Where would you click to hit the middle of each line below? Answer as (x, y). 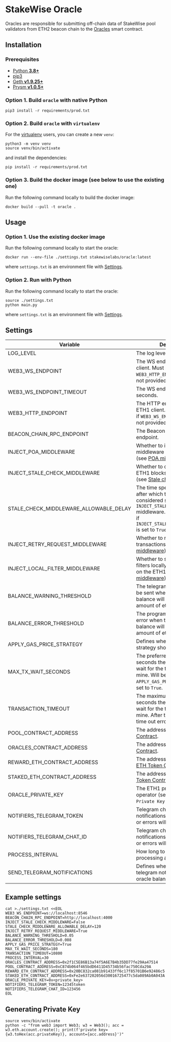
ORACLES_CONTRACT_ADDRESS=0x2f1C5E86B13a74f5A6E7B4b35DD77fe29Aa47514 (82, 962)
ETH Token (149, 766)
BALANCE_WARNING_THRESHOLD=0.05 (39, 936)
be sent (145, 593)
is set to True (151, 530)
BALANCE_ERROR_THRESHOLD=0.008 (38, 940)
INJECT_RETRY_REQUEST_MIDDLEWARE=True (46, 931)
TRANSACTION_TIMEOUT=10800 (34, 954)
